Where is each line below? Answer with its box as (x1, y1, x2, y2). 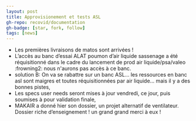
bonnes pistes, (14, 84, 51, 91)
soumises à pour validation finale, (14, 96, 96, 103)
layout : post (6, 8, 38, 15)
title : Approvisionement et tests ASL (6, 14, 101, 20)
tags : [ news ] (6, 30, 38, 36)
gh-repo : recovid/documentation (6, 19, 85, 25)
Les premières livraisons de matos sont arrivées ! (14, 46, 134, 53)
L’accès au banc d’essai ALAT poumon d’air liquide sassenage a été (14, 53, 178, 60)
